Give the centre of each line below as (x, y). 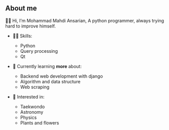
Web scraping (35, 87)
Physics (28, 117)
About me (21, 8)
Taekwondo (32, 107)
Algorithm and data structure (50, 81)
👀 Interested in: (28, 96)
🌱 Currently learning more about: (47, 66)
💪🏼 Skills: (22, 36)
